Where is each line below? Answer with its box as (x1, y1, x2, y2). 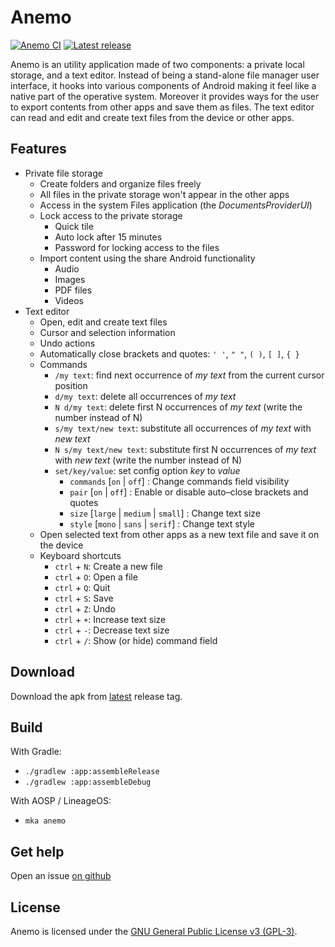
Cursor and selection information (39, 326, 176, 338)
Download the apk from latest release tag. (10, 690, 183, 702)
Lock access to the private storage (39, 209, 183, 221)
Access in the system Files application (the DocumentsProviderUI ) (39, 199, 313, 211)
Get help (10, 843, 65, 860)
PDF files (54, 284, 93, 296)
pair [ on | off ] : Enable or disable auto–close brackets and (69, 486, 309, 498)
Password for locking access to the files (54, 241, 220, 253)
